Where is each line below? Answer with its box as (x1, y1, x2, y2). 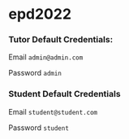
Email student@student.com (8, 106, 98, 116)
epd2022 (8, 5, 71, 24)
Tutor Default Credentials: (8, 34, 114, 46)
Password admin (8, 68, 62, 78)
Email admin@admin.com (8, 52, 84, 62)
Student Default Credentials (8, 89, 121, 100)
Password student (8, 123, 69, 132)
